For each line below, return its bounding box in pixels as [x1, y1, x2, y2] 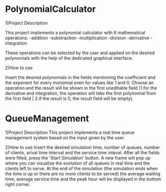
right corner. [5, 181, 31, 187]
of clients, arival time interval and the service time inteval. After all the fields [5, 149, 160, 155]
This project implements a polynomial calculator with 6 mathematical [5, 29, 145, 35]
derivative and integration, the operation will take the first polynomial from [5, 90, 156, 96]
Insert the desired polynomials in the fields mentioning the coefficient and [5, 74, 156, 80]
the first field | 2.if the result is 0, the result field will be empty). [5, 96, 134, 101]
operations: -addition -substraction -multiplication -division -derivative [5, 35, 150, 41]
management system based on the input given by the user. [5, 134, 125, 140]
